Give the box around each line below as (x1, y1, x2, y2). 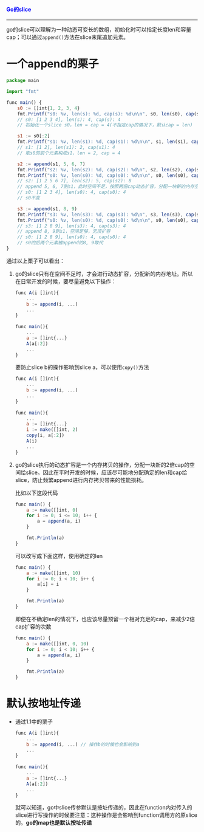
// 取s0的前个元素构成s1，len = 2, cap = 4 (17, 150, 121, 156)
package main (6, 78, 39, 84)
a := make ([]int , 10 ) (26, 570, 81, 576)
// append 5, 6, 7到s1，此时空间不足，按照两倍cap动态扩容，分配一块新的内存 (17, 184, 195, 190)
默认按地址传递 (6, 696, 81, 710)
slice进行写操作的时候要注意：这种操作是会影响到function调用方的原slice (15, 811, 197, 819)
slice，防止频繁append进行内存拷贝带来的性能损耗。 (15, 476, 148, 483)
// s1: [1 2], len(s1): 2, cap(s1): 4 (17, 145, 115, 151)
